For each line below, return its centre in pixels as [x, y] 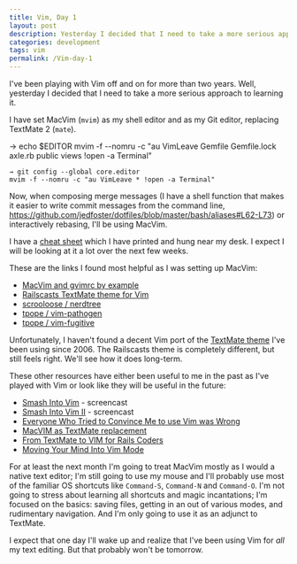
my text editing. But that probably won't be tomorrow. [106, 549]
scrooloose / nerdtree [61, 304]
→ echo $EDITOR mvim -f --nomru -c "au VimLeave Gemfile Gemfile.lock [143, 146]
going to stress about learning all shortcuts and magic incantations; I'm [138, 495]
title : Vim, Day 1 [43, 17]
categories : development [55, 42]
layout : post [33, 26]
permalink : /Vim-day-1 [51, 58]
